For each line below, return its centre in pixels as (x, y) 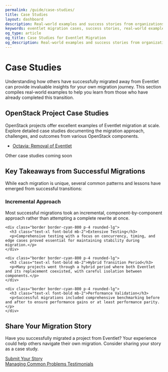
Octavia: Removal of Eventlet (42, 146)
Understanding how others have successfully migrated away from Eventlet (82, 81)
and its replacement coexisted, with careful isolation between (73, 271)
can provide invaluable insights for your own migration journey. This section (83, 86)
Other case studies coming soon (39, 155)
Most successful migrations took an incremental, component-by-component (84, 213)
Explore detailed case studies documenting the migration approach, (75, 131)
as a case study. (22, 349)
